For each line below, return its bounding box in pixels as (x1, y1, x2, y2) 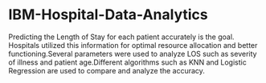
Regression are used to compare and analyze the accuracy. (8, 65, 205, 75)
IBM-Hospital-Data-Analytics (8, 6, 208, 24)
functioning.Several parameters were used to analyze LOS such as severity (8, 49, 257, 58)
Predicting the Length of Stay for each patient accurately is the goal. (8, 32, 235, 41)
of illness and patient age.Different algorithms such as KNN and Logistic (8, 57, 247, 67)
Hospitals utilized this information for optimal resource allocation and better (8, 40, 258, 49)
